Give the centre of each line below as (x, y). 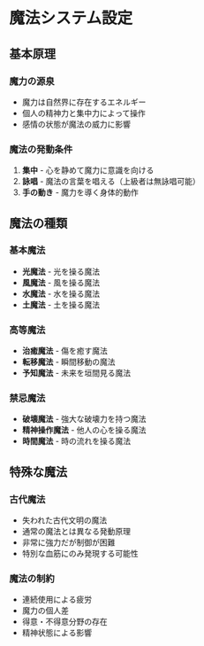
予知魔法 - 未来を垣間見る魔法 (76, 373)
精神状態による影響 (57, 633)
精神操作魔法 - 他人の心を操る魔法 (84, 430)
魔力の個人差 (45, 611)
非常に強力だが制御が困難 (68, 542)
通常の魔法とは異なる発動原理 (76, 532)
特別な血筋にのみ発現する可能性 (80, 554)
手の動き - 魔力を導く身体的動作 (80, 192)
